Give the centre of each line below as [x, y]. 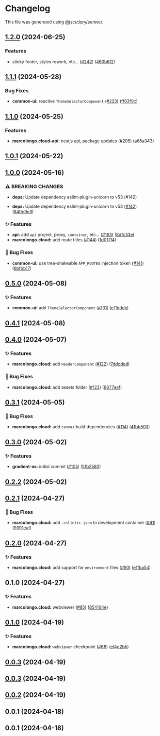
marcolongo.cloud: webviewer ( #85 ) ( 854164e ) [60, 607]
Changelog [28, 8]
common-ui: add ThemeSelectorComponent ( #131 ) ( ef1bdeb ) [70, 308]
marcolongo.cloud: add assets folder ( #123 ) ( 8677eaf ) [67, 387]
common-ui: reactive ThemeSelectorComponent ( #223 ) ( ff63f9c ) [75, 101]
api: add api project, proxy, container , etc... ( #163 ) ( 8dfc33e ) [73, 235]
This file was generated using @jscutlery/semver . [54, 22]
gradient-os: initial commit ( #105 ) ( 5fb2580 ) [56, 467]
